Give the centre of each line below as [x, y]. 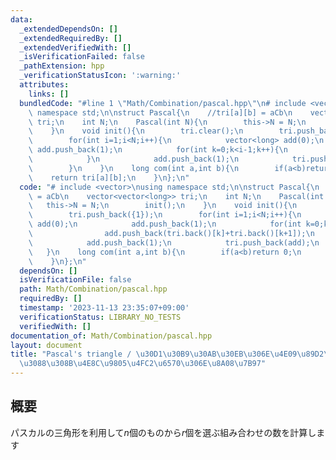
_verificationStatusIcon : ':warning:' [100, 76]
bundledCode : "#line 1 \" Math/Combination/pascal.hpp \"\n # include [163, 103]
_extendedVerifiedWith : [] [75, 47]
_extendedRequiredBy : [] [71, 38]
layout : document [46, 345]
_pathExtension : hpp [62, 66]
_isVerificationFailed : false [82, 57]
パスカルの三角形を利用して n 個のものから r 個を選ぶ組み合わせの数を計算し [163, 432]
